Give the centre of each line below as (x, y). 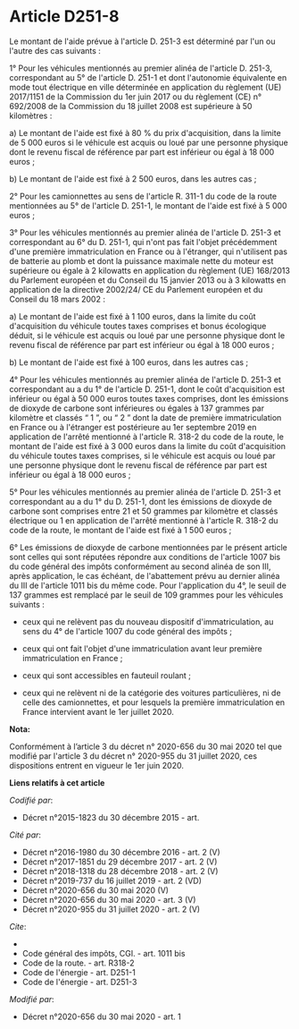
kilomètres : (31, 115)
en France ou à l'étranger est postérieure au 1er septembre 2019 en (133, 427)
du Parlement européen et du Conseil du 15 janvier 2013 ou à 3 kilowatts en (148, 280)
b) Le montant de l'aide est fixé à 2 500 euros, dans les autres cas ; (133, 179)
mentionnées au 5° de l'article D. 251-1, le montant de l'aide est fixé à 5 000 (148, 205)
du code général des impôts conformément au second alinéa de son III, (140, 566)
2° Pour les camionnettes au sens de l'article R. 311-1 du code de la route (143, 196)
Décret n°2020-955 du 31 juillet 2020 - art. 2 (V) (111, 909)
